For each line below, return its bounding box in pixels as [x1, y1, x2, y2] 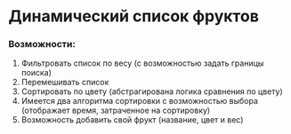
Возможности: [8, 38, 77, 51]
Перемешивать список [20, 77, 109, 88]
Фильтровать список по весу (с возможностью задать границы [20, 58, 264, 68]
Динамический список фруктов [8, 6, 260, 27]
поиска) [20, 67, 53, 78]
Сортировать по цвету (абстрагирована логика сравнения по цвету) [20, 86, 283, 97]
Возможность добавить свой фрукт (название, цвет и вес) [20, 114, 244, 125]
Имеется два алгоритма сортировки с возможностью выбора [20, 96, 259, 106]
